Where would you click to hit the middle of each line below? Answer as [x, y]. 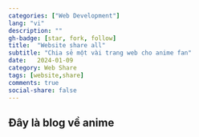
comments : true [34, 83]
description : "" [35, 30]
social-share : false [43, 90]
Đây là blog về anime [61, 122]
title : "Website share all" [57, 46]
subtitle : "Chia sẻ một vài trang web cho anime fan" [100, 53]
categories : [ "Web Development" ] [64, 16]
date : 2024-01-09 [41, 61]
